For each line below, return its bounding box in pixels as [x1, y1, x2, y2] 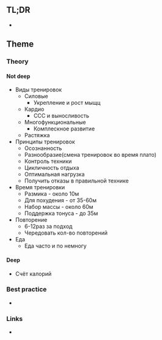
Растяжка [24, 132, 50, 139]
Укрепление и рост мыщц [33, 99, 101, 107]
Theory [6, 58, 29, 66]
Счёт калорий [15, 270, 52, 278]
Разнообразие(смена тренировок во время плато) [24, 151, 157, 159]
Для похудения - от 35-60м [24, 197, 97, 204]
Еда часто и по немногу [24, 242, 87, 250]
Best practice [6, 285, 47, 293]
